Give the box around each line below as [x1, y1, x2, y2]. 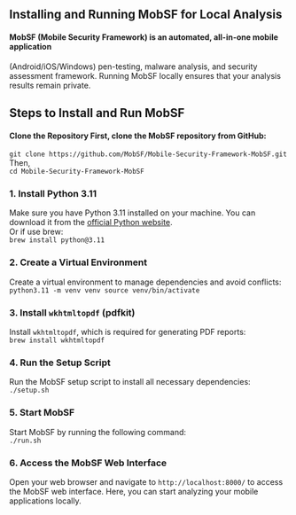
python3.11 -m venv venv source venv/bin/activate [9, 285, 200, 295]
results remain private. [9, 80, 91, 90]
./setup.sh [9, 386, 50, 395]
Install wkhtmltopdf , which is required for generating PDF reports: [9, 327, 246, 338]
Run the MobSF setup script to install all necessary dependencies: [9, 377, 251, 387]
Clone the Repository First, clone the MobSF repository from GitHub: [9, 130, 267, 141]
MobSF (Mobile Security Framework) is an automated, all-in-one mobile [9, 31, 279, 43]
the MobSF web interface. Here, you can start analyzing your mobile [9, 486, 259, 496]
